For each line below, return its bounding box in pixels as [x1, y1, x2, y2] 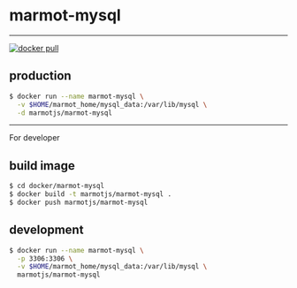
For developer [9, 133, 60, 143]
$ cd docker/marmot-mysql [9, 182, 104, 191]
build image [9, 158, 75, 173]
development [9, 223, 84, 238]
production [9, 68, 72, 84]
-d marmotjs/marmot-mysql [17, 108, 113, 117]
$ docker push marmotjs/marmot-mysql [9, 198, 148, 207]
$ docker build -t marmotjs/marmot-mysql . [9, 190, 172, 199]
